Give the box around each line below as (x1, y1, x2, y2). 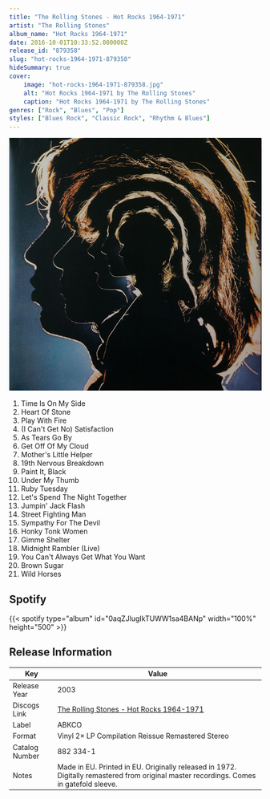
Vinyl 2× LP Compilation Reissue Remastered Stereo (57, 731, 229, 741)
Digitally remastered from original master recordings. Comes (57, 770, 256, 780)
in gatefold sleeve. (57, 779, 118, 789)
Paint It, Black (20, 467, 66, 477)
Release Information (9, 646, 113, 659)
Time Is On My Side (20, 399, 87, 408)
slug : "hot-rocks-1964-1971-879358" (9, 55, 131, 63)
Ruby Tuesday (20, 484, 69, 493)
